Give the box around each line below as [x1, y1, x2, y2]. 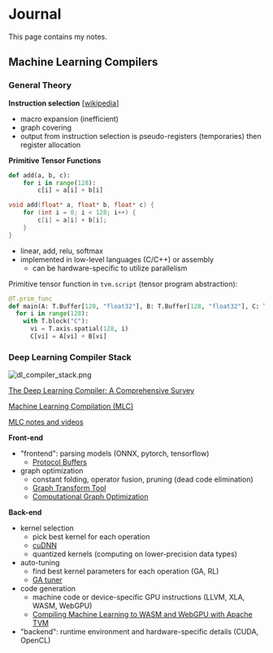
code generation [19, 584, 76, 594]
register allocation [19, 140, 81, 149]
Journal [8, 5, 62, 24]
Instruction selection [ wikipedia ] [8, 98, 119, 108]
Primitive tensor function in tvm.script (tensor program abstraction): [8, 279, 238, 288]
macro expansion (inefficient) [19, 114, 119, 123]
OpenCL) [19, 635, 51, 646]
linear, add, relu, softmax [19, 245, 104, 256]
